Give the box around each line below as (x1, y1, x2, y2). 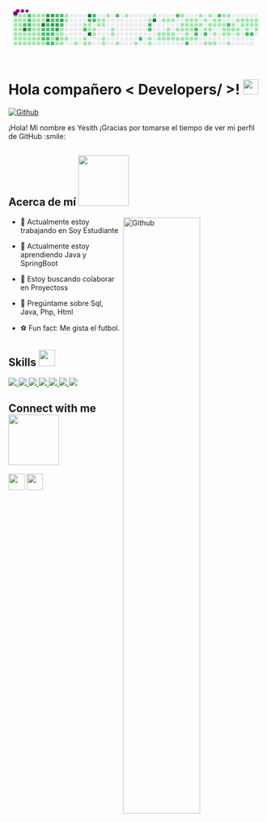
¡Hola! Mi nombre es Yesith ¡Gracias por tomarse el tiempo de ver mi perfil (8, 122, 255, 133)
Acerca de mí (8, 195, 77, 210)
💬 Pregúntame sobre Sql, (19, 298, 104, 307)
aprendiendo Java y (19, 249, 87, 259)
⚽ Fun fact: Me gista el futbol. (19, 323, 121, 333)
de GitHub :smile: (8, 131, 66, 141)
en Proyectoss (19, 282, 69, 292)
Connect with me (8, 401, 97, 415)
